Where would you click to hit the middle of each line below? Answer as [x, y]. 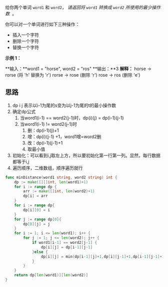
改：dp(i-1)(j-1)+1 [45, 143]
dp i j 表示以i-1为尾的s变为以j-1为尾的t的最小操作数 [64, 105]
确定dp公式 [24, 111]
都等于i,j [21, 161]
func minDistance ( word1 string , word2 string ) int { [61, 177]
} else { [40, 252]
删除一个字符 [25, 41]
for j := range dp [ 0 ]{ [38, 219]
